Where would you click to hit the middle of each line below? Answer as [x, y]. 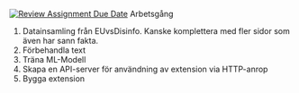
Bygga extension [54, 79]
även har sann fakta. [60, 41]
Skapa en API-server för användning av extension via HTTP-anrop [145, 69]
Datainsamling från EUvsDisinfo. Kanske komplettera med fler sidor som [156, 31]
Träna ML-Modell [54, 59]
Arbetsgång [152, 14]
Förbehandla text [54, 50]
